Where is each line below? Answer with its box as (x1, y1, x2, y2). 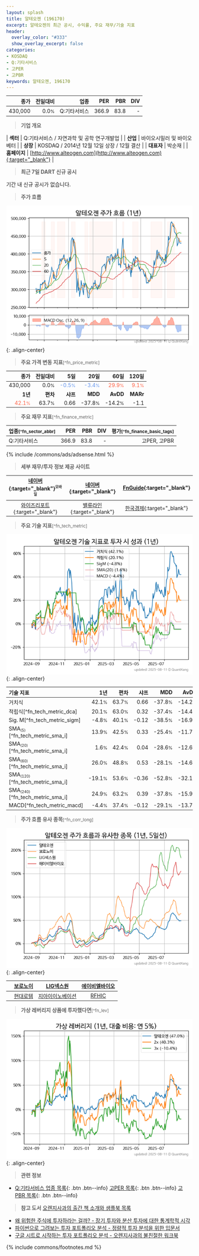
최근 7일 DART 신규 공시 (20, 168, 77, 175)
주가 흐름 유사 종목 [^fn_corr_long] (20, 816, 94, 823)
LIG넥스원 (46, 983, 69, 990)
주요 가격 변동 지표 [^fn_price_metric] (20, 359, 100, 366)
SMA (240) (8, 786, 31, 794)
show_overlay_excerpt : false (11, 41, 84, 47)
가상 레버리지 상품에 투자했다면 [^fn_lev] (20, 1006, 109, 1014)
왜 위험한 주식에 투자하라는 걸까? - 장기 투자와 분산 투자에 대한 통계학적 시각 (14, 1217, 191, 1224)
